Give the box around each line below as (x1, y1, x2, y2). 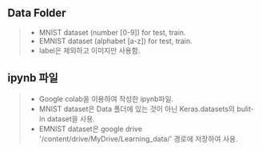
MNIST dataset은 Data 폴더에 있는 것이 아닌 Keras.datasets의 (38, 104, 236, 113)
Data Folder (7, 6, 66, 20)
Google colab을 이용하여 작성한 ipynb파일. (38, 93, 174, 103)
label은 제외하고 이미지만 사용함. (38, 46, 141, 55)
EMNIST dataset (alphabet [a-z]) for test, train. (38, 36, 193, 46)
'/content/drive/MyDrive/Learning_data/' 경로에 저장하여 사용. (38, 133, 238, 143)
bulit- (236, 104, 255, 113)
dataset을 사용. (46, 113, 95, 123)
